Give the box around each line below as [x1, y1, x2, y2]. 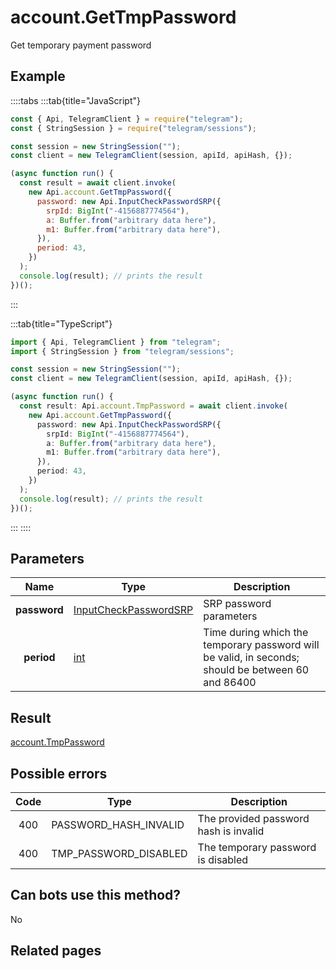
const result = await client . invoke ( [19, 178, 177, 188]
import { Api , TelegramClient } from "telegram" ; [10, 337, 222, 347]
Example [10, 68, 66, 85]
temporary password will [203, 638, 320, 652]
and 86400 [203, 676, 257, 690]
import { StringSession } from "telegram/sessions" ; [10, 346, 235, 356]
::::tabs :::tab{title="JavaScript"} [10, 94, 142, 106]
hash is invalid [197, 824, 265, 838]
